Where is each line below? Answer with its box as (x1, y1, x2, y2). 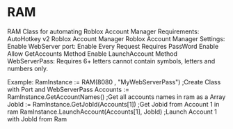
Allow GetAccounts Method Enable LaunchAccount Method (7, 50, 178, 58)
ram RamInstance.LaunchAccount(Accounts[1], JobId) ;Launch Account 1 (7, 107, 217, 116)
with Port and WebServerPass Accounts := (7, 85, 130, 93)
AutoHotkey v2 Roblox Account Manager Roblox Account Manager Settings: (7, 34, 225, 43)
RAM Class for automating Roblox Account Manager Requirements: (7, 27, 200, 36)
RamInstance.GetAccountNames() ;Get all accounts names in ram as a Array (7, 92, 226, 101)
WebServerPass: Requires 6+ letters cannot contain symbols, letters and (7, 56, 216, 65)
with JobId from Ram (7, 114, 67, 123)
